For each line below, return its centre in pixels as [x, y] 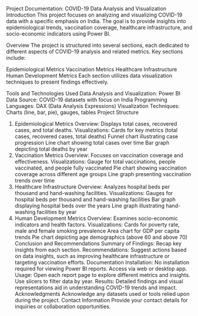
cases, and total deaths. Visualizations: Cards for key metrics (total [96, 130]
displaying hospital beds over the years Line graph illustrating [90, 206]
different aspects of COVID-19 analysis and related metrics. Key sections [95, 52]
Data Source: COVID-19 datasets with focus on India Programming [87, 100]
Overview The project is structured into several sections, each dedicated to [98, 45]
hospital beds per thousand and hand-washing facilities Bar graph [95, 199]
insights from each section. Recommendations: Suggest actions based [100, 250]
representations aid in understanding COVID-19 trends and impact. [96, 288]
